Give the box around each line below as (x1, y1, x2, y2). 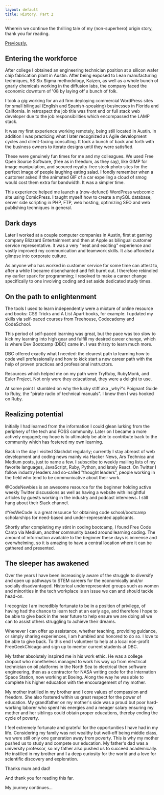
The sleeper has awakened (5, 559, 89, 568)
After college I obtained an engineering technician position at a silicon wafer (5, 67, 159, 73)
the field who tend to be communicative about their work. (5, 474, 121, 480)
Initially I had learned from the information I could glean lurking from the (5, 423, 150, 429)
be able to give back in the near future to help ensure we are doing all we (5, 613, 153, 619)
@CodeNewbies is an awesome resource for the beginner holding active (5, 484, 152, 490)
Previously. (5, 40, 27, 46)
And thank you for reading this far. (5, 775, 74, 781)
